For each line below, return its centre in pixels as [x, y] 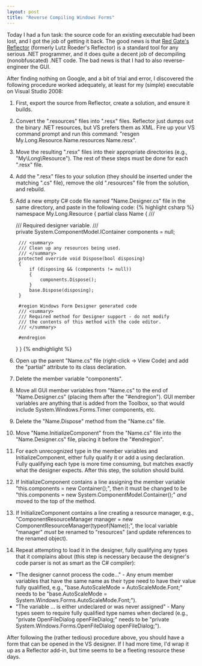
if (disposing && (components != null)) [80, 269]
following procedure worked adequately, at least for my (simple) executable [100, 84]
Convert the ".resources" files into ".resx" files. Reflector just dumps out [104, 121]
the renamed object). [41, 538]
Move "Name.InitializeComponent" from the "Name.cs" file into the [98, 433]
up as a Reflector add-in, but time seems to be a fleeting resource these [96, 650]
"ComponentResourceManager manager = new [74, 519]
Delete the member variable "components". [69, 379]
